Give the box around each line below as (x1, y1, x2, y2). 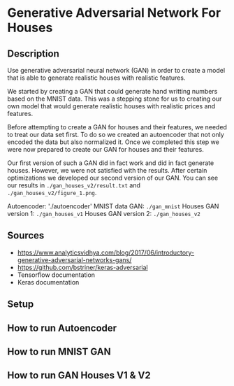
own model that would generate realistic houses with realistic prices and (7, 102, 215, 110)
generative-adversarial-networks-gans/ (17, 255, 132, 264)
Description (7, 48, 59, 59)
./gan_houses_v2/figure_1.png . (7, 189, 97, 196)
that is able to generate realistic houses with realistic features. (7, 73, 186, 82)
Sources (7, 229, 45, 242)
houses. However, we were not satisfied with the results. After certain (7, 166, 207, 174)
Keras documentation (17, 278, 80, 286)
